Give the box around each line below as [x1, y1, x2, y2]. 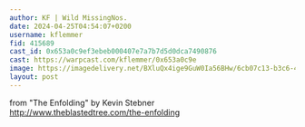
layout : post [9, 73, 59, 82]
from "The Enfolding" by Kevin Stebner [9, 97, 155, 108]
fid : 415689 [9, 38, 54, 48]
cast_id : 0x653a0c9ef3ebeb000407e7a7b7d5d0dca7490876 [9, 47, 218, 56]
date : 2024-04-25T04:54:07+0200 [9, 22, 132, 31]
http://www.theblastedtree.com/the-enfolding [9, 106, 181, 118]
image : [9, 64, 34, 73]
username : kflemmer [9, 30, 84, 39]
